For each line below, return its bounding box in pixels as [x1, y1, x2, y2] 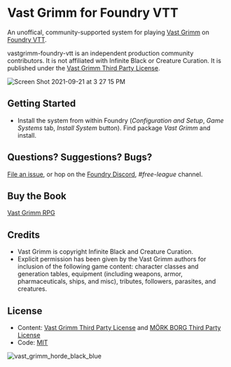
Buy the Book [7, 190, 66, 202]
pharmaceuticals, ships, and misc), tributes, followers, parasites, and [17, 278, 216, 286]
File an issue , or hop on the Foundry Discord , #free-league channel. [7, 170, 203, 178]
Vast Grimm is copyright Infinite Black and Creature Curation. [17, 247, 194, 256]
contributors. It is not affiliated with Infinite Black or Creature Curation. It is [7, 56, 222, 64]
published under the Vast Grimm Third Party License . [7, 64, 160, 72]
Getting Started [7, 98, 76, 110]
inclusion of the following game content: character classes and [17, 262, 199, 271]
